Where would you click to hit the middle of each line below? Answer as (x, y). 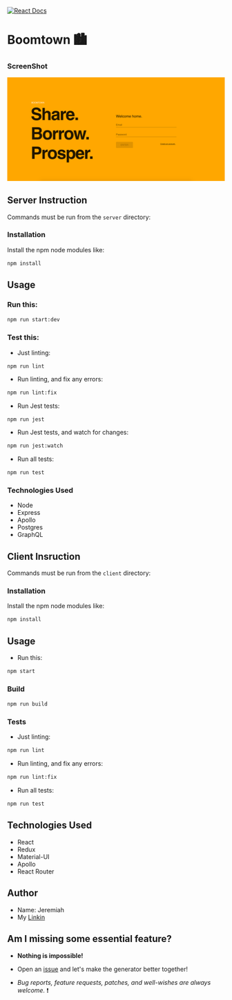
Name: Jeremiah (40, 909)
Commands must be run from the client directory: (79, 573)
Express (29, 513)
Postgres (30, 527)
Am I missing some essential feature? (90, 939)
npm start (21, 671)
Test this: (23, 337)
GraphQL (30, 535)
